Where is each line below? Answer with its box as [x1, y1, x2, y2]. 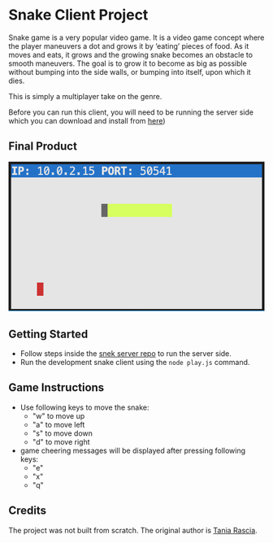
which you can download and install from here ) [8, 115, 166, 125]
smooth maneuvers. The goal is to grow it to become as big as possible [8, 59, 248, 68]
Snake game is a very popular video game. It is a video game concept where [8, 33, 265, 42]
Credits [8, 504, 47, 518]
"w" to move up [32, 411, 85, 420]
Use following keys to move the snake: [19, 402, 149, 412]
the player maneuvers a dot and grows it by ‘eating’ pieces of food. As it [8, 41, 249, 50]
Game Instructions [8, 380, 105, 395]
